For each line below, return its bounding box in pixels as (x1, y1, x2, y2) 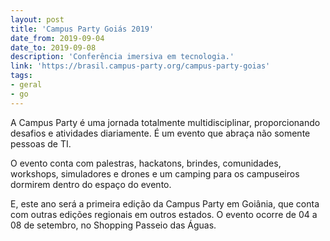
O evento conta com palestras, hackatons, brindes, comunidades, (10, 157, 282, 169)
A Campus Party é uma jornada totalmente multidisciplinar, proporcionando (10, 116, 321, 128)
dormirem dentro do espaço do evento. (10, 178, 172, 190)
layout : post (10, 14, 65, 25)
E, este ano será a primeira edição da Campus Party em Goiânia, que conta (10, 197, 320, 210)
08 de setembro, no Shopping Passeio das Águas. (10, 219, 217, 231)
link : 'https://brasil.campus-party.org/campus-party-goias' (10, 61, 271, 71)
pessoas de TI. (10, 137, 72, 150)
